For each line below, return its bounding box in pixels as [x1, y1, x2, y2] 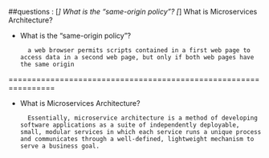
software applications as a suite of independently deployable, [19, 121, 240, 129]
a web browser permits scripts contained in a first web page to [27, 47, 251, 55]
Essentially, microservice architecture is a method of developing [27, 114, 259, 122]
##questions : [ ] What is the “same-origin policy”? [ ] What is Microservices [8, 7, 258, 16]
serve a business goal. [19, 142, 100, 150]
